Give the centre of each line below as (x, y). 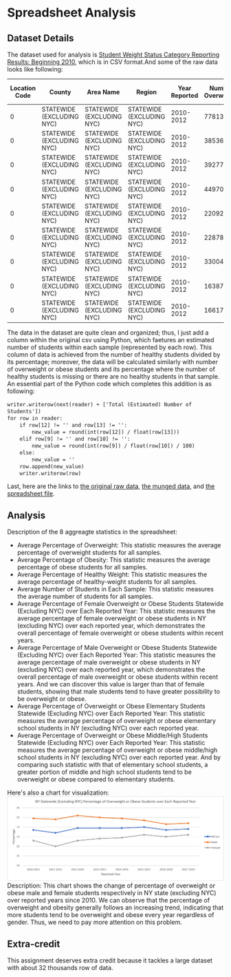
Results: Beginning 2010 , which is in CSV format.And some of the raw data (112, 62)
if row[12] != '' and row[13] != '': (74, 426)
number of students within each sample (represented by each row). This (109, 347)
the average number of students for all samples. (85, 596)
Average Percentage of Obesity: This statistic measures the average (114, 560)
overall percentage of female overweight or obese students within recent (120, 633)
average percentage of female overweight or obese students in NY (111, 618)
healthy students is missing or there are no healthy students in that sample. (113, 377)
